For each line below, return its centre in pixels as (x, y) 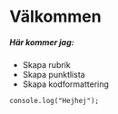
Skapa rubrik (46, 65)
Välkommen (55, 17)
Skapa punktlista (54, 75)
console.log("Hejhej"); (54, 101)
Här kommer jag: (42, 42)
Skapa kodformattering (65, 84)
